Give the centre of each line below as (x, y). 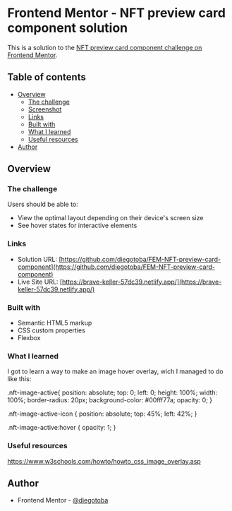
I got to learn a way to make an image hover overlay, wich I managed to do (115, 371)
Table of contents (47, 77)
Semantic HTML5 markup (55, 323)
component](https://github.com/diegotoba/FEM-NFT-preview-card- (116, 267)
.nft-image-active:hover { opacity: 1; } (62, 428)
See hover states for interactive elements (77, 226)
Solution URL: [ (39, 259)
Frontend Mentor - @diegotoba (63, 500)
